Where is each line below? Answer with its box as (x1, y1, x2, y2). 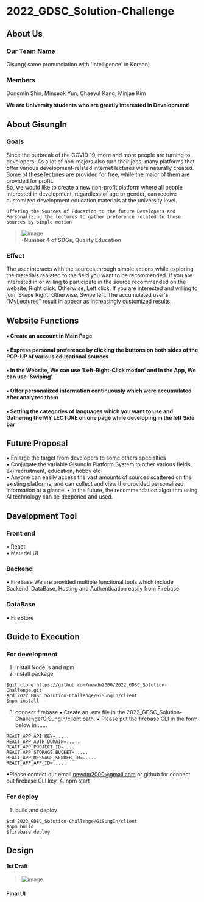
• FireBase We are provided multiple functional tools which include (6, 578, 174, 586)
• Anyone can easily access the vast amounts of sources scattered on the (6, 474, 192, 481)
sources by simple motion (6, 219, 72, 225)
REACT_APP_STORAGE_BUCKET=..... (6, 750, 88, 756)
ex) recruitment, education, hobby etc (6, 467, 102, 475)
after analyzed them (6, 393, 59, 400)
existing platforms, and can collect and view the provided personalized (6, 480, 184, 488)
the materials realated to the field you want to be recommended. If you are (6, 272, 193, 279)
